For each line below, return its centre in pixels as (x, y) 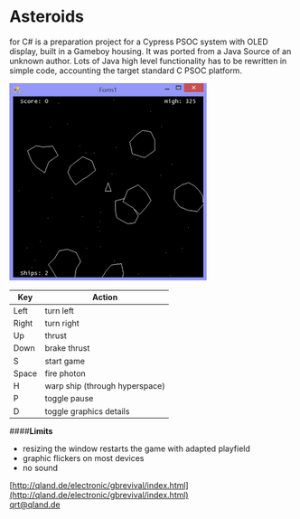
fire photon (65, 373)
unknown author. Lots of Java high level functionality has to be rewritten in (148, 61)
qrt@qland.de (35, 505)
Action (105, 297)
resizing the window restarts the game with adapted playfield (136, 448)
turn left (59, 310)
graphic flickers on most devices (83, 458)
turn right (62, 323)
